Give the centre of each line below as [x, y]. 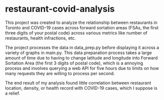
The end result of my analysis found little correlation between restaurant [78, 83]
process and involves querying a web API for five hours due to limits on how [82, 68]
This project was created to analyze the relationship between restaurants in [81, 22]
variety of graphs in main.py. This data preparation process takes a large [79, 53]
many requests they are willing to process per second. [60, 73]
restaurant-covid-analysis [60, 9]
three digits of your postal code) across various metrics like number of [76, 33]
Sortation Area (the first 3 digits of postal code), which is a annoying [74, 63]
